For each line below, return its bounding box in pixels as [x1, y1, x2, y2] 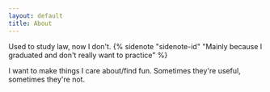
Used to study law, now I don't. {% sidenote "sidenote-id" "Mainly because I [8, 41, 263, 51]
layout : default [8, 11, 63, 20]
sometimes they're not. [8, 74, 86, 84]
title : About [8, 19, 53, 27]
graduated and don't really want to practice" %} [8, 50, 168, 60]
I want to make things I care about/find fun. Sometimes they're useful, [8, 65, 241, 75]
